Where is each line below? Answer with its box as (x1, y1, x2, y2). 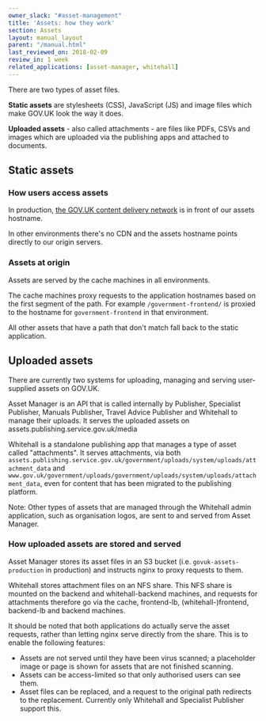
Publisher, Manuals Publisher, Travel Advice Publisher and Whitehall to (8, 407, 238, 416)
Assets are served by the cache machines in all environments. (8, 275, 211, 285)
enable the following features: (8, 638, 105, 647)
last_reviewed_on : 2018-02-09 (8, 48, 108, 56)
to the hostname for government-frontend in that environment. (8, 307, 209, 317)
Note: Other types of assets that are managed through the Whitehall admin (8, 502, 252, 511)
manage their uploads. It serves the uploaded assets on (8, 416, 190, 425)
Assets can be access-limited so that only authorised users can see (19, 670, 241, 679)
